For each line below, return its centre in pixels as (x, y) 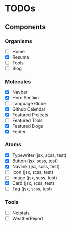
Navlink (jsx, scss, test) (36, 167)
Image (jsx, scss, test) (35, 178)
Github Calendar (29, 109)
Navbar (20, 92)
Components (25, 27)
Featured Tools (27, 120)
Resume (20, 57)
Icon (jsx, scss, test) (33, 172)
